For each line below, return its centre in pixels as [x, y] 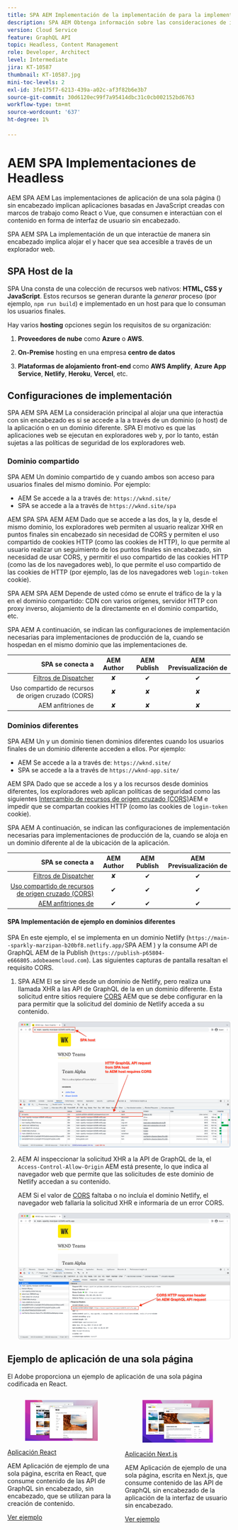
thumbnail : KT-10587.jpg [44, 74]
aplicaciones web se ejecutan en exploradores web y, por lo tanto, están [113, 435]
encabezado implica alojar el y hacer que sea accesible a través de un [110, 242]
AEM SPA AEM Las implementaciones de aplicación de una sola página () [114, 198]
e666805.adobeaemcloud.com [47, 960]
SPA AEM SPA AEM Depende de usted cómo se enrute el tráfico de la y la [114, 593]
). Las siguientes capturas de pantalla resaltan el [157, 960]
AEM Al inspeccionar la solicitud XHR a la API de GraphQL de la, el [114, 1159]
